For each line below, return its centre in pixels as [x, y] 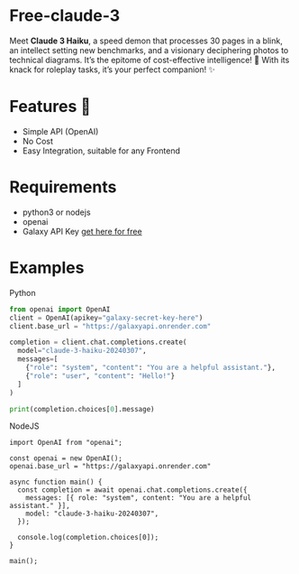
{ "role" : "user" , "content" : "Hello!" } [100, 375]
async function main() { [56, 482]
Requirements [63, 187]
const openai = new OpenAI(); [66, 458]
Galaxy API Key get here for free [82, 231]
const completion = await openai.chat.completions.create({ [132, 490]
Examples [47, 268]
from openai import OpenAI [60, 309]
